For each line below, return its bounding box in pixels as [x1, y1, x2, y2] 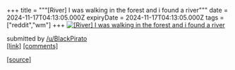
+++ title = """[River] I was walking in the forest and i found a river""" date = [6, 6, 229, 14]
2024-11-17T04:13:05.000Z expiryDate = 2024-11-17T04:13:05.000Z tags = [6, 13, 224, 22]
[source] [6, 55, 32, 64]
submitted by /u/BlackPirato [6, 34, 88, 43]
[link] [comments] [6, 42, 59, 50]
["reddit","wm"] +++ [6, 21, 65, 29]
